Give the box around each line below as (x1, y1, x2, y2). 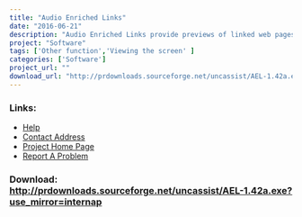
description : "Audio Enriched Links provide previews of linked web (9, 30, 271, 39)
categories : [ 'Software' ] (9, 55, 106, 64)
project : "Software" (9, 38, 87, 48)
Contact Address (22, 131, 85, 142)
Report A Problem (22, 150, 89, 162)
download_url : (9, 72, 63, 81)
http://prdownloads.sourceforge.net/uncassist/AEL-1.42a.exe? (9, 184, 293, 196)
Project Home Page (22, 141, 94, 152)
